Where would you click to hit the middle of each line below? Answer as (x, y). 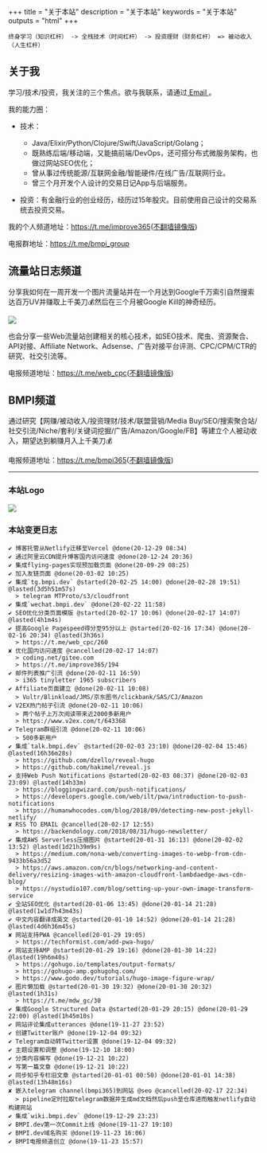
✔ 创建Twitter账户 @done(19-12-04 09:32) (75, 1034)
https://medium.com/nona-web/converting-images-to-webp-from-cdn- (135, 854)
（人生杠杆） (26, 45)
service (21, 896)
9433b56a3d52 (30, 861)
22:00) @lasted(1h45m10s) (51, 1016)
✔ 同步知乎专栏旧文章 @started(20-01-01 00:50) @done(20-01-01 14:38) (122, 1076)
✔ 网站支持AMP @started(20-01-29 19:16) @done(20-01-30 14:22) (112, 951)
